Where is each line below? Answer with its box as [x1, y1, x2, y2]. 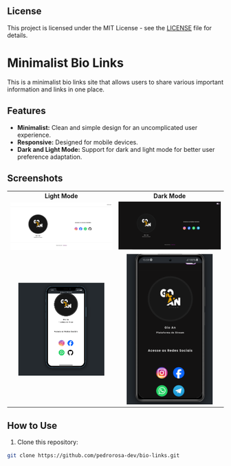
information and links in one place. [7, 85, 105, 93]
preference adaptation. [16, 153, 82, 161]
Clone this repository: [16, 438, 78, 446]
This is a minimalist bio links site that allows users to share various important [7, 78, 223, 86]
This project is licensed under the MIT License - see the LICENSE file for [7, 23, 212, 32]
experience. [16, 131, 52, 139]
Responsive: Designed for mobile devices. [16, 137, 139, 146]
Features [7, 105, 46, 117]
